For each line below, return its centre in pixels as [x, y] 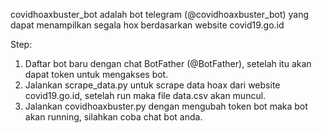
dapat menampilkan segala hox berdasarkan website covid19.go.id [147, 25]
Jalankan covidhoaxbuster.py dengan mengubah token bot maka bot [166, 106]
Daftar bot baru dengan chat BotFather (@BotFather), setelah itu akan [168, 63]
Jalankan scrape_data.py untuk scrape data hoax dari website [152, 85]
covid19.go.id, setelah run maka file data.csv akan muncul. [145, 95]
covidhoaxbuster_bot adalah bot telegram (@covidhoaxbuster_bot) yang [160, 14]
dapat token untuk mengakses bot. [96, 74]
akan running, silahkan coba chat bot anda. [113, 117]
